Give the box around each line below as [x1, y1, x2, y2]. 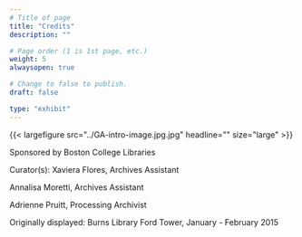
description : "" [9, 30, 71, 39]
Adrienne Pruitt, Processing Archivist [9, 199, 147, 210]
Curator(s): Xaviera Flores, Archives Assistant [9, 164, 180, 175]
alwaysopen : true [9, 63, 75, 72]
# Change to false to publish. [9, 80, 128, 89]
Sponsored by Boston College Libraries [9, 147, 156, 157]
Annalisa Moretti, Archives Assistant [9, 182, 144, 193]
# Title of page [9, 13, 71, 23]
